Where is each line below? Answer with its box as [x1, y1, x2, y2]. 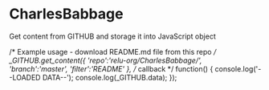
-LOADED [9, 72, 41, 82]
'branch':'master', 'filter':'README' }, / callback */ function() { [9, 63, 214, 73]
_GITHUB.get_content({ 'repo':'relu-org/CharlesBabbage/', [9, 55, 202, 65]
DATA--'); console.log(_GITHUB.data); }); [42, 72, 177, 82]
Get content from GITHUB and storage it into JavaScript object [9, 31, 216, 41]
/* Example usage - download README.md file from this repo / [9, 47, 217, 56]
